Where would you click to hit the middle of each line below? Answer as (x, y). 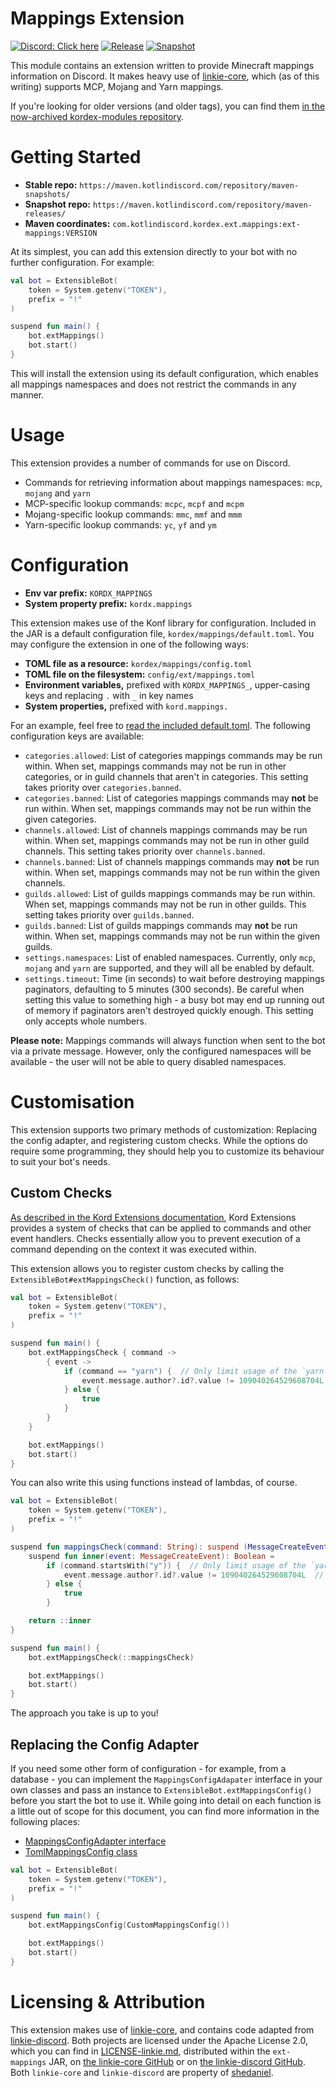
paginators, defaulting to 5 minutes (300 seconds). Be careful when (164, 989)
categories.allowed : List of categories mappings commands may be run (173, 755)
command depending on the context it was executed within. (133, 1249)
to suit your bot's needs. (60, 1161)
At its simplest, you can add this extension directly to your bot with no (154, 251)
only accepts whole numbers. (85, 1021)
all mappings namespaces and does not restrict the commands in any (153, 384)
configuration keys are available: (77, 736)
